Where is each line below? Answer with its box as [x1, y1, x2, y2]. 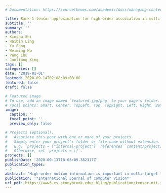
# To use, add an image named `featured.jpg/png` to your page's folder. [5, 98, 161, 103]
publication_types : [5, 162, 45, 167]
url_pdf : [5, 180, 23, 185]
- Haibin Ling [5, 39, 35, 44]
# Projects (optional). [5, 130, 54, 135]
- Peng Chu [5, 53, 28, 58]
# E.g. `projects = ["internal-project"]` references [5, 144, 123, 149]
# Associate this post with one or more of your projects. [5, 134, 134, 139]
